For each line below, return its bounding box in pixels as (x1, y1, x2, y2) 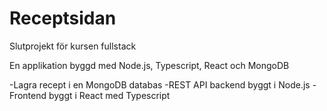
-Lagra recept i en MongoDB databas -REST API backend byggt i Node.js (9, 78, 311, 91)
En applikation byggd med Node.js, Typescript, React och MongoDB (9, 59, 290, 71)
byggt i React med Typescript (48, 89, 171, 101)
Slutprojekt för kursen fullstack (9, 40, 137, 52)
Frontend (9, 89, 47, 101)
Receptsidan (9, 7, 117, 30)
